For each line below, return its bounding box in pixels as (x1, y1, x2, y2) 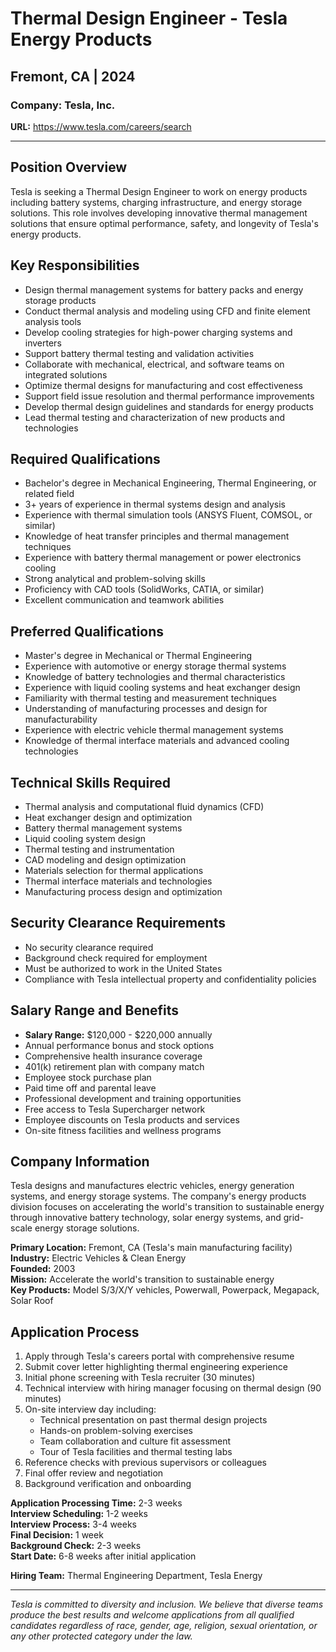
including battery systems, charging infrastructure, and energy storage (10, 196, 303, 208)
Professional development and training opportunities (24, 1092, 242, 1104)
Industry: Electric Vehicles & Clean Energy (10, 1252, 187, 1264)
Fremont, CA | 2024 (10, 68, 136, 85)
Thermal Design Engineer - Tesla (10, 7, 288, 30)
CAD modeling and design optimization (24, 853, 187, 866)
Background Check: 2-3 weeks (10, 1540, 142, 1552)
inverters (24, 337, 62, 349)
